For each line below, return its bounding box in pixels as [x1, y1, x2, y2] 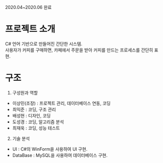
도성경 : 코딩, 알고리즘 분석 [12, 118, 64, 125]
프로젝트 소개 [5, 24, 55, 35]
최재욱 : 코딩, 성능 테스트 [12, 125, 60, 131]
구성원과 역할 [12, 90, 38, 96]
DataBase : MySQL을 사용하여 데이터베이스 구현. [12, 152, 108, 158]
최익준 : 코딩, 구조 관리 [12, 106, 56, 112]
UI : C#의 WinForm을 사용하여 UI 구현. [12, 146, 88, 152]
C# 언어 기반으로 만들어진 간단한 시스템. [5, 41, 83, 47]
